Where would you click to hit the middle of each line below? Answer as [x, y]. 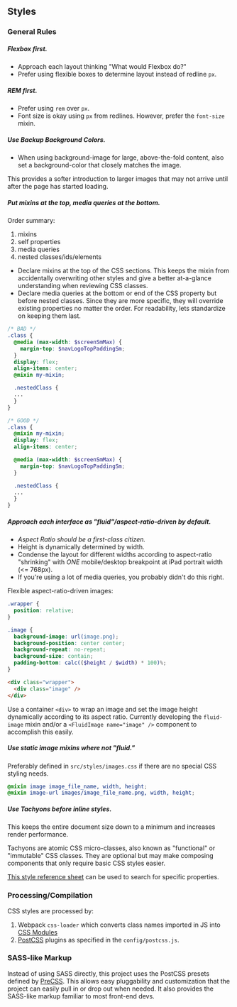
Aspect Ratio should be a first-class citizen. [82, 539]
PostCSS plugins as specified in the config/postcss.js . [98, 940]
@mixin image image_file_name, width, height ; [77, 786]
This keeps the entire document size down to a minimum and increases [111, 827]
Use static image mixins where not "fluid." [71, 748]
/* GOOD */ [23, 420]
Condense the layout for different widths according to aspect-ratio [115, 555]
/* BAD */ [22, 329]
